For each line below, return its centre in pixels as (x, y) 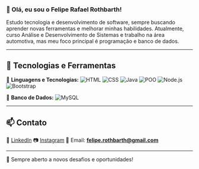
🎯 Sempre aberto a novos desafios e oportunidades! (70, 159)
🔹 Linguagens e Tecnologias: (42, 80)
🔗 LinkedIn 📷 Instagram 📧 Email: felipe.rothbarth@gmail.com (82, 140)
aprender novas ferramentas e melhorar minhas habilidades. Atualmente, (95, 28)
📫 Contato (27, 122)
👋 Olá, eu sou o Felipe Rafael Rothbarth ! (64, 9)
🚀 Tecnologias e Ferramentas (61, 66)
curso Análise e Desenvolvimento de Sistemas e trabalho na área (85, 35)
